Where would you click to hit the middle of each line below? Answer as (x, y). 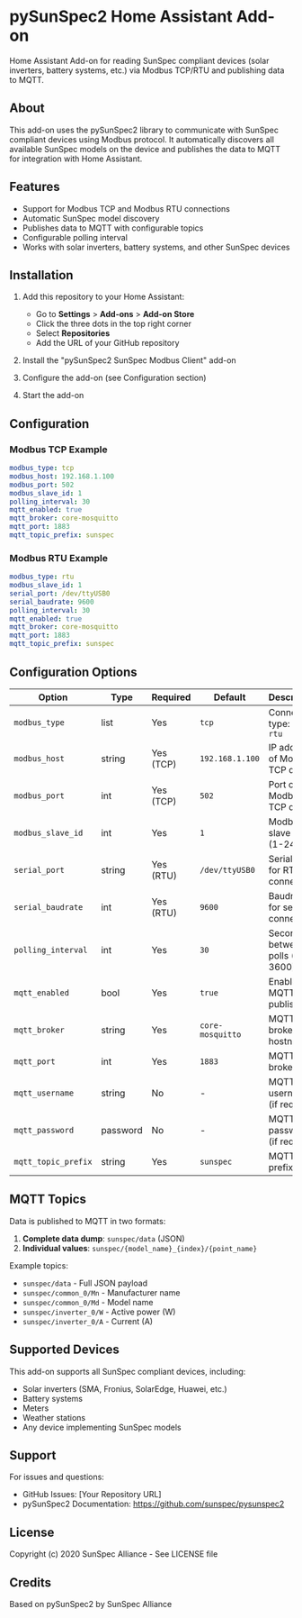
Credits (31, 1582)
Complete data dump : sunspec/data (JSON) (104, 1238)
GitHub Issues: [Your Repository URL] (92, 1495)
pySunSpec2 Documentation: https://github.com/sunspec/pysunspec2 (153, 1504)
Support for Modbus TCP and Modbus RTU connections (126, 208)
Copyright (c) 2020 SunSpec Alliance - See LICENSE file (114, 1554)
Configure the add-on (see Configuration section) (114, 378)
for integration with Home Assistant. (76, 159)
